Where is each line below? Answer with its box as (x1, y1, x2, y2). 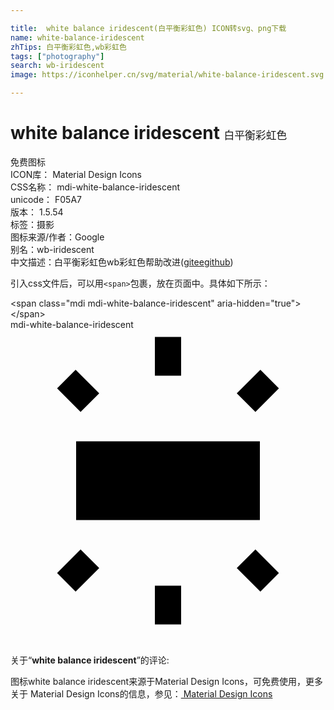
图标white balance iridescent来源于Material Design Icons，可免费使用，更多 (10, 675, 323, 687)
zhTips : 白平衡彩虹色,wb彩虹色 (10, 42, 127, 52)
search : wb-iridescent (10, 61, 105, 71)
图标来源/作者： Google (10, 231, 105, 243)
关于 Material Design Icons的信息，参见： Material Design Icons (10, 687, 273, 700)
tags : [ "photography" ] (10, 51, 105, 61)
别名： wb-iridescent (10, 243, 95, 255)
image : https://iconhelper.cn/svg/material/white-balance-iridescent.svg (10, 70, 325, 80)
